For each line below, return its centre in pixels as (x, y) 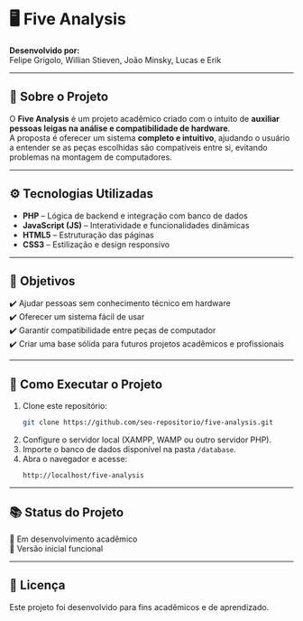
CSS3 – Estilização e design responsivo (96, 244)
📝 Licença (37, 585)
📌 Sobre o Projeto (59, 97)
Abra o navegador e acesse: (75, 459)
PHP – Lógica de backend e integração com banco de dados (135, 216)
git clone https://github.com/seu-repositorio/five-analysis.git (147, 422)
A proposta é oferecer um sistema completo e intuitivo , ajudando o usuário (150, 137)
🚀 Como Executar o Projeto (86, 384)
